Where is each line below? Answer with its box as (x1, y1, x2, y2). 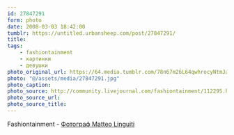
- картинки (19, 56, 52, 63)
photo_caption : (7, 81, 52, 88)
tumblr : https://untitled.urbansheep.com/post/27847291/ (7, 29, 176, 37)
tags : (7, 42, 23, 49)
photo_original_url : (7, 68, 68, 75)
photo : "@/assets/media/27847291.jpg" (7, 74, 120, 82)
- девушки (19, 62, 49, 69)
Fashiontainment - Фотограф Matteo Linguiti (7, 120, 135, 128)
